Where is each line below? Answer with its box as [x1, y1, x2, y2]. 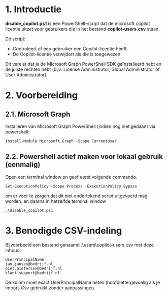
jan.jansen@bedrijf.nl [5, 261, 53, 266]
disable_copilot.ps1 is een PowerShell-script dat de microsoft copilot [5, 20, 150, 26]
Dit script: [5, 36, 26, 42]
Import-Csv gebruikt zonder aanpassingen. [5, 284, 95, 291]
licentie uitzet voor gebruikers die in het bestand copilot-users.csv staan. [5, 25, 160, 32]
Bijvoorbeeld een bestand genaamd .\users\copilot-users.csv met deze [5, 241, 154, 248]
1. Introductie [5, 4, 62, 15]
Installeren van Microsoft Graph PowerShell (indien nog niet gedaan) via [5, 123, 156, 129]
